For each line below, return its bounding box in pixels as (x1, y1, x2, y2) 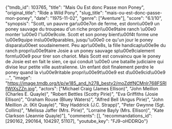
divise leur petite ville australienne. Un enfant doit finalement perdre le (5, 64, 154, 70)
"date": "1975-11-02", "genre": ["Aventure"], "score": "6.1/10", (34, 15, 163, 21)
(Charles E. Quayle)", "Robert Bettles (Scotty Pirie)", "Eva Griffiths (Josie (5, 91, 158, 97)
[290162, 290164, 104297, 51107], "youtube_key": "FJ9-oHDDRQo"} (5, 118, 148, 124)
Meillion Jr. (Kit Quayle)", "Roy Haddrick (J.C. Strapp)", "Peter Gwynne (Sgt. (5, 102, 165, 108)
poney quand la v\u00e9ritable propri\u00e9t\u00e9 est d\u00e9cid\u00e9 (5, 69, 166, 75)
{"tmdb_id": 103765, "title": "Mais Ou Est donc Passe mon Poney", (5, 5, 145, 10)
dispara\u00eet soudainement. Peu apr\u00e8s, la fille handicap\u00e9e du (5, 42, 166, 48)
